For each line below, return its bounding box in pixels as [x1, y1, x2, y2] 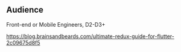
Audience [6, 5, 44, 15]
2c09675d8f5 [6, 39, 40, 46]
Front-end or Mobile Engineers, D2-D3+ [6, 21, 106, 28]
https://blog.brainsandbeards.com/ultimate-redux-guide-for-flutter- [6, 33, 175, 40]
